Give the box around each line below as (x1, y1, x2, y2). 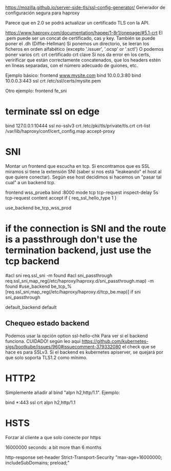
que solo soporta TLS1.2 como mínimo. (5, 354, 88, 361)
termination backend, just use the (5, 245, 152, 256)
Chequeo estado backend (5, 319, 90, 328)
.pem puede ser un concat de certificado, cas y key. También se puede (5, 35, 156, 41)
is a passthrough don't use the (5, 233, 138, 245)
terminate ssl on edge (5, 106, 100, 117)
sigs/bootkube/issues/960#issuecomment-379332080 (5, 343, 121, 349)
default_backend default (5, 304, 57, 310)
